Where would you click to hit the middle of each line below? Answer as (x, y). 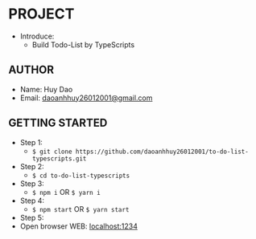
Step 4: (32, 201)
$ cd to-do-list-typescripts (81, 176)
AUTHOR (31, 70)
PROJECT (41, 14)
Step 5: (32, 217)
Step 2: (32, 166)
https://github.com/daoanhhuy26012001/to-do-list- (162, 152)
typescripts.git (59, 158)
